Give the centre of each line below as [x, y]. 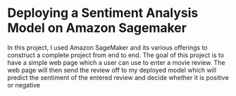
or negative [24, 85]
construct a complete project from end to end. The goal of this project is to [116, 55]
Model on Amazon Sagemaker [97, 28]
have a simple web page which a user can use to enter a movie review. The [116, 62]
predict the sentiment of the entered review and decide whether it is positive [118, 77]
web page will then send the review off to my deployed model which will [112, 70]
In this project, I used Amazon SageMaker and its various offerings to [107, 47]
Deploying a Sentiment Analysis [103, 13]
